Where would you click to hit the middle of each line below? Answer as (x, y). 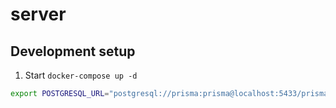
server (38, 14)
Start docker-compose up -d (81, 75)
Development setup (73, 51)
